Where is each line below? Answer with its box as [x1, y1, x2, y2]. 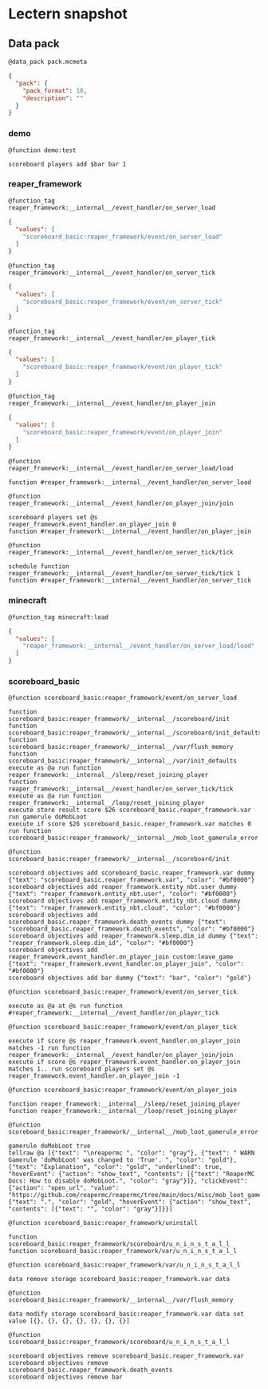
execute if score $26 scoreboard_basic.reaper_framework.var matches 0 [8, 820, 251, 828]
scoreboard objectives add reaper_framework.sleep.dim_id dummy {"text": [8, 932, 259, 940]
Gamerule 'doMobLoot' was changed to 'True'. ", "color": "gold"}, [8, 1156, 238, 1164]
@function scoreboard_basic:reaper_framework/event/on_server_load [8, 694, 238, 703]
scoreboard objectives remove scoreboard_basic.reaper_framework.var [8, 1352, 245, 1360]
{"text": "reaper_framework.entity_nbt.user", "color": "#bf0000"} [8, 890, 238, 899]
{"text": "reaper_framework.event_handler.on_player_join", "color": [8, 960, 245, 968]
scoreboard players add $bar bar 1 [8, 160, 127, 168]
